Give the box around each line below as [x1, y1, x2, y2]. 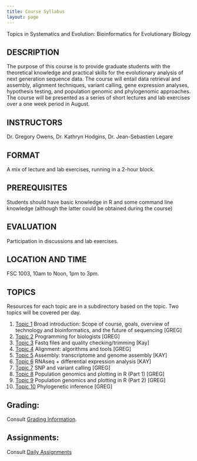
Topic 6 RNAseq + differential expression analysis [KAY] [15, 358, 152, 365]
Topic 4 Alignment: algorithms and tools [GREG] [15, 346, 132, 353]
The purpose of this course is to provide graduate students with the [6, 63, 171, 70]
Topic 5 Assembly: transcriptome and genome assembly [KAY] [15, 351, 168, 359]
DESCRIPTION [6, 47, 59, 57]
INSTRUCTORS [6, 117, 63, 127]
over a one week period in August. [6, 101, 90, 108]
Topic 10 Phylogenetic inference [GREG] [15, 383, 113, 390]
